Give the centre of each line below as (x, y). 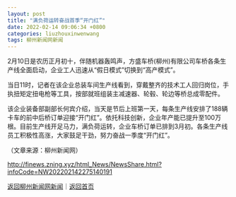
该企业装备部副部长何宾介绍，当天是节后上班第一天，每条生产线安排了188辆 (118, 109)
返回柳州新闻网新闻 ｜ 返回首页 (51, 186)
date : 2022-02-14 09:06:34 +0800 (57, 27)
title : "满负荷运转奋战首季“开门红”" (57, 20)
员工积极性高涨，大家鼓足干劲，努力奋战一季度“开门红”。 (91, 136)
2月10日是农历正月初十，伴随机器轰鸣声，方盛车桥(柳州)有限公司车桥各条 (114, 61)
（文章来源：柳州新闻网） (45, 150)
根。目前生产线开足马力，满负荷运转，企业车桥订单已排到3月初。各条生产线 (118, 126)
